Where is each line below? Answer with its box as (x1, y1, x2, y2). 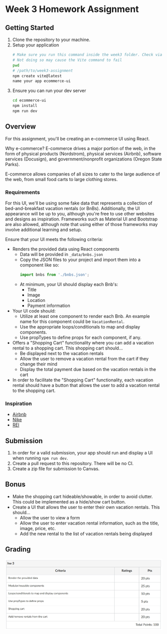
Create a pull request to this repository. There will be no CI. (12, 460, 134, 466)
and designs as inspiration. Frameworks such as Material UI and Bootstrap (5, 216, 158, 222)
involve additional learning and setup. (5, 226, 82, 232)
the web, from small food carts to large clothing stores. (5, 176, 118, 182)
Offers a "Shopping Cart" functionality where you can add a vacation (12, 339, 154, 345)
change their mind (19, 361, 57, 367)
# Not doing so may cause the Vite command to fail (12, 57, 122, 62)
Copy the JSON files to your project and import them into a (19, 256, 141, 262)
